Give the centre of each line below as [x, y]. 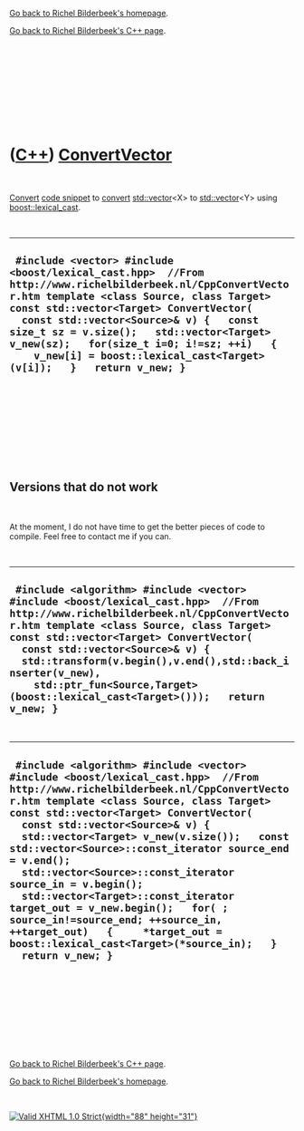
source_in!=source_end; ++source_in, [116, 919]
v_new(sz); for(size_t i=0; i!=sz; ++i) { [143, 344]
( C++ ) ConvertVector [91, 155]
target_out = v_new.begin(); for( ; [119, 908]
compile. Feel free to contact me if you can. [90, 536]
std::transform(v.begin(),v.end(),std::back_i [155, 661]
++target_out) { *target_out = [116, 931]
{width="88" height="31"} [149, 1116]
